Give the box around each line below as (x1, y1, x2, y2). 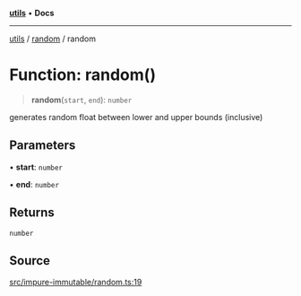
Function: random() (9, 65, 157, 85)
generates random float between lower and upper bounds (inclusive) (9, 111, 263, 122)
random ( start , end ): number (30, 94, 133, 105)
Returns (9, 205, 56, 221)
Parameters (9, 138, 76, 153)
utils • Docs (9, 8, 55, 18)
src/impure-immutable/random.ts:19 (9, 277, 142, 288)
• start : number (9, 161, 64, 172)
